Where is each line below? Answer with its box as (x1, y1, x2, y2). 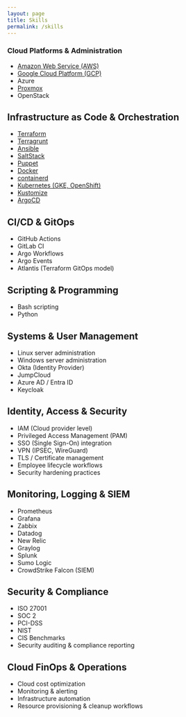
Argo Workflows (17, 249, 64, 258)
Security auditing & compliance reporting (17, 641, 135, 650)
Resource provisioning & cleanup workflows (17, 702, 144, 710)
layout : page (7, 10, 45, 17)
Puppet (17, 159, 38, 167)
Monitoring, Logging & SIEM (7, 489, 130, 500)
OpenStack (17, 91, 50, 99)
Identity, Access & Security (7, 405, 128, 417)
